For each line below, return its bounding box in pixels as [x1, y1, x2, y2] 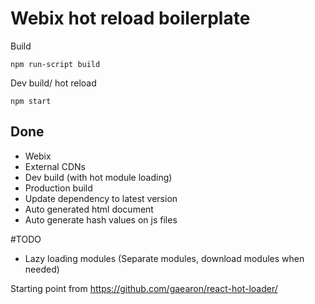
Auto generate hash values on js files [24, 213, 178, 226]
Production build [24, 182, 93, 194]
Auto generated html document [24, 203, 154, 215]
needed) [24, 263, 60, 275]
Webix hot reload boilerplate [10, 7, 251, 30]
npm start [10, 96, 52, 106]
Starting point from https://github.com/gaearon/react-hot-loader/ [10, 282, 278, 294]
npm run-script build [10, 59, 101, 69]
